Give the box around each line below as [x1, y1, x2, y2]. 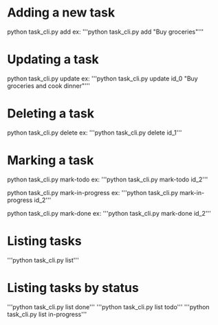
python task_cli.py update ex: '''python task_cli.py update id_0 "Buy [7, 74, 198, 82]
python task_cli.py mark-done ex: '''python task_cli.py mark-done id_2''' [7, 209, 211, 217]
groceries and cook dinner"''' [7, 81, 91, 90]
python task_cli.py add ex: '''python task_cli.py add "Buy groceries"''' [7, 27, 204, 36]
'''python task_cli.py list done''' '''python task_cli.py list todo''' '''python [7, 302, 210, 311]
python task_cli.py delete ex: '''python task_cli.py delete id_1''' [7, 128, 182, 137]
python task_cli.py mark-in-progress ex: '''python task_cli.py [7, 188, 179, 197]
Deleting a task [7, 106, 95, 122]
